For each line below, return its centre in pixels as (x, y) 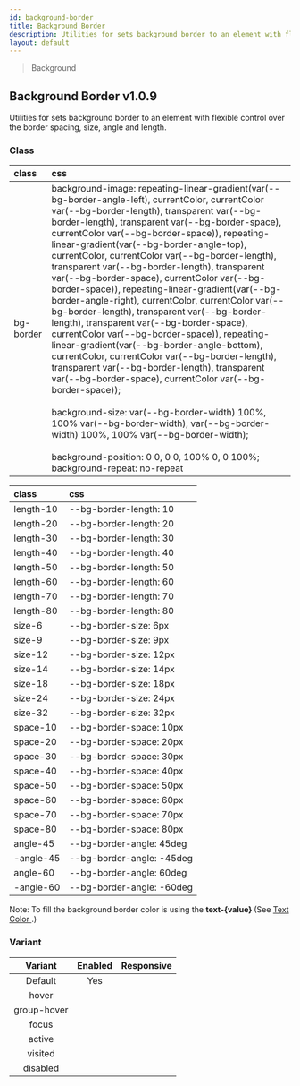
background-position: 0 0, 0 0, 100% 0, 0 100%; (156, 457)
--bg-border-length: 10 (121, 509)
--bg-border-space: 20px (126, 742)
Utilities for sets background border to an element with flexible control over (147, 118)
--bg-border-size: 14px (122, 670)
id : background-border (51, 17)
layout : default (39, 43)
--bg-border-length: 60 (121, 582)
